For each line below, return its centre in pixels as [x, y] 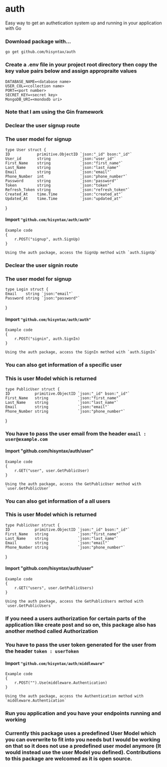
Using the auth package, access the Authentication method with [74, 696]
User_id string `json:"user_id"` [61, 159]
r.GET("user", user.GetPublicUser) [52, 470]
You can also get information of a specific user [64, 365]
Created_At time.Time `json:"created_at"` [64, 194]
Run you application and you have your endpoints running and [83, 713]
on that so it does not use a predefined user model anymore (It [83, 746]
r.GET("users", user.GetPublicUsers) [54, 588]
